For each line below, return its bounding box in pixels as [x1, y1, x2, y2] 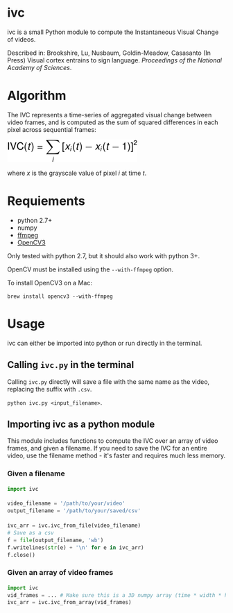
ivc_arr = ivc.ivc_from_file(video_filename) [7, 522, 141, 529]
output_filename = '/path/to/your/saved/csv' [7, 507, 141, 514]
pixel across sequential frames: [7, 125, 96, 133]
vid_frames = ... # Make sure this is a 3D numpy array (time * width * [7, 591, 222, 598]
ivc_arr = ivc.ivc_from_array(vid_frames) [7, 599, 132, 606]
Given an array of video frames [7, 568, 114, 578]
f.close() [7, 551, 36, 558]
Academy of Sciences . [7, 63, 72, 72]
